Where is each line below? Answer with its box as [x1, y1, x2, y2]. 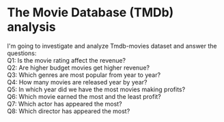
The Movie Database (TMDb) [7, 5, 174, 20]
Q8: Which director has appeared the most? [7, 107, 130, 115]
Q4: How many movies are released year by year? [7, 78, 148, 86]
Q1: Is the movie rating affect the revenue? [7, 56, 126, 64]
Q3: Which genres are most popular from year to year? [7, 70, 161, 79]
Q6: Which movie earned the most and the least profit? [7, 92, 162, 100]
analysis [7, 19, 56, 35]
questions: [7, 49, 37, 57]
